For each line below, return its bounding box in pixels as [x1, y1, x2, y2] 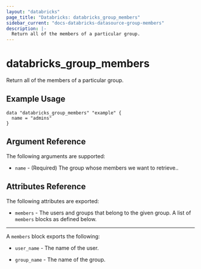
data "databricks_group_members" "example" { [6, 110, 121, 116]
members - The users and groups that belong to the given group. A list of [14, 209, 191, 216]
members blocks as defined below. [14, 215, 97, 222]
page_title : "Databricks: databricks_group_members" [6, 14, 141, 20]
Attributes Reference [6, 182, 86, 192]
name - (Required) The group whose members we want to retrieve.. [14, 164, 179, 171]
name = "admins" [11, 115, 52, 121]
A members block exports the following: [6, 232, 100, 240]
